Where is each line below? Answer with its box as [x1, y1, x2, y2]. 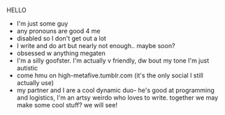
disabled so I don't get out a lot [16, 34, 106, 43]
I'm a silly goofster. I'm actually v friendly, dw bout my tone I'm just [16, 56, 210, 65]
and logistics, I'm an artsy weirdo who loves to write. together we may [16, 93, 219, 102]
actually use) [16, 79, 54, 86]
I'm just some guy [16, 20, 68, 27]
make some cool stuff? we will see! [16, 101, 118, 109]
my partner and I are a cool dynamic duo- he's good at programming [16, 86, 215, 94]
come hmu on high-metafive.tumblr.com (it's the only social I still [16, 71, 203, 79]
